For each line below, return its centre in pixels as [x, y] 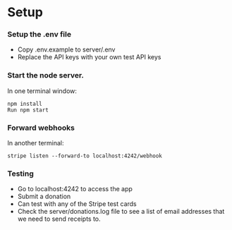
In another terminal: [36, 143]
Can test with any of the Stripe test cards [77, 204]
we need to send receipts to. [59, 219]
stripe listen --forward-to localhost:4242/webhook [85, 156]
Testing [20, 174]
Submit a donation [44, 196]
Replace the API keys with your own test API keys [89, 57]
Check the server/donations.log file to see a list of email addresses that [121, 212]
